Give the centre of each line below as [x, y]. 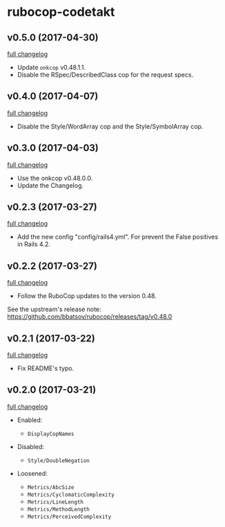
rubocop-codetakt [61, 12]
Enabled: [30, 420]
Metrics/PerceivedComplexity [69, 517]
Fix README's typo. [46, 368]
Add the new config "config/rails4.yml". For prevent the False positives [118, 237]
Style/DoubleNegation [58, 460]
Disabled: [31, 446]
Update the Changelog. [50, 185]
